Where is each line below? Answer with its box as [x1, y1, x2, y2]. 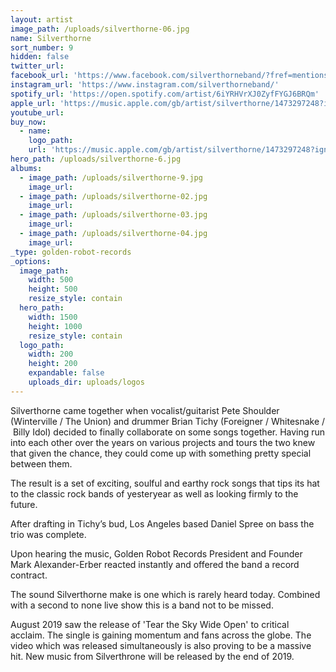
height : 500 [28, 284, 78, 295]
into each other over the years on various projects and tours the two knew [10, 436, 316, 448]
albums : [10, 163, 43, 173]
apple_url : [10, 98, 56, 108]
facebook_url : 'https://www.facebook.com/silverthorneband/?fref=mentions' [10, 71, 333, 81]
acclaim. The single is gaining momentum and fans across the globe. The [10, 629, 312, 641]
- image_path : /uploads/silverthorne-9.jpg [19, 172, 203, 183]
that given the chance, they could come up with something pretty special [10, 447, 312, 459]
